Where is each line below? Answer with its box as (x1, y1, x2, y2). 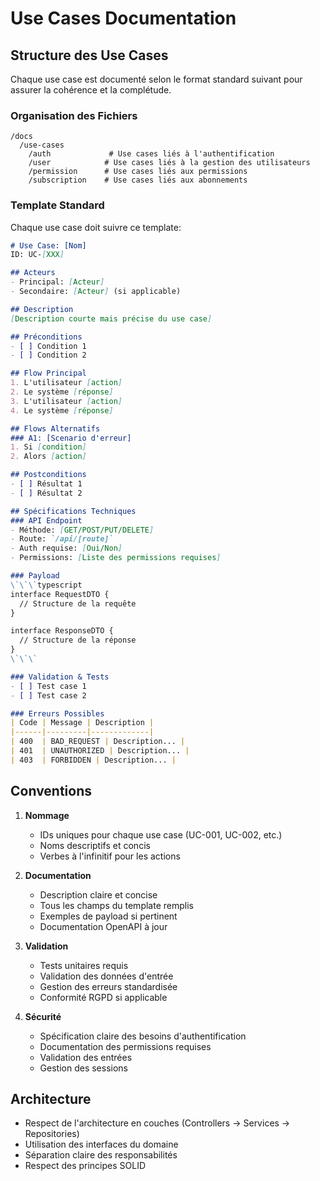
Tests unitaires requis (39, 959, 129, 971)
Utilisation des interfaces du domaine (24, 1138, 179, 1151)
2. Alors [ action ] (10, 452, 87, 462)
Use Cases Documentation (10, 7, 237, 30)
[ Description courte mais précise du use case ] (10, 313, 213, 324)
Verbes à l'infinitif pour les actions (39, 850, 181, 862)
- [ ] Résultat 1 (10, 479, 83, 489)
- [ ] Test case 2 (10, 690, 87, 701)
